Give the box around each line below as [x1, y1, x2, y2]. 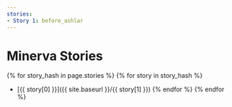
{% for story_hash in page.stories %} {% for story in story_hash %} [6, 71, 204, 80]
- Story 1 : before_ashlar [6, 17, 83, 24]
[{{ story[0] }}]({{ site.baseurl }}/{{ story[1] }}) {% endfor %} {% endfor [16, 85, 225, 93]
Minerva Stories [6, 48, 103, 64]
